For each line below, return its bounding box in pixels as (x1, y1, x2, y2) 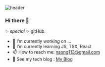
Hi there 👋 (5, 17, 30, 24)
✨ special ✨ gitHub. (5, 28, 46, 34)
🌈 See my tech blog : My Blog (12, 56, 73, 62)
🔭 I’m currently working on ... (12, 38, 71, 44)
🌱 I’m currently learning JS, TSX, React (12, 44, 92, 50)
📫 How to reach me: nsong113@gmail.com (12, 49, 100, 55)
